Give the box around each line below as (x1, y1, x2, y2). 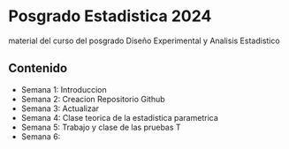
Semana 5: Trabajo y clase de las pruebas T (20, 122, 182, 132)
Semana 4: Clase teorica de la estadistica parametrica (20, 112, 218, 123)
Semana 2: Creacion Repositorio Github (20, 93, 165, 104)
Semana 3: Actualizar (20, 103, 99, 114)
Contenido (8, 61, 68, 76)
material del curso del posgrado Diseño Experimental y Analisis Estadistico (8, 35, 280, 46)
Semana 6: (20, 130, 61, 142)
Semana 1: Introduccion (20, 84, 107, 94)
